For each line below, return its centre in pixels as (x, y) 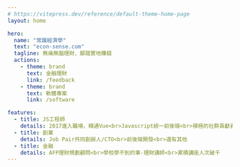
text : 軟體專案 (47, 93)
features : (22, 113)
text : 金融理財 (47, 73)
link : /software (50, 100)
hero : (15, 34)
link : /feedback (50, 80)
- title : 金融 (34, 146)
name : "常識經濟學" (40, 40)
